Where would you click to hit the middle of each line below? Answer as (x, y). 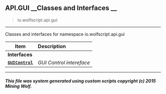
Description (52, 46)
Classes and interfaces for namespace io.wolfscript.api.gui (65, 34)
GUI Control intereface (64, 63)
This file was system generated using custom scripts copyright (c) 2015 (81, 81)
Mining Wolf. (19, 86)
